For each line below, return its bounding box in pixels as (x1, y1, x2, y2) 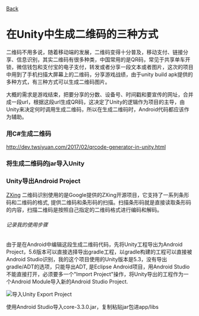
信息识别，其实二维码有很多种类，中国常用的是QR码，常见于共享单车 (16, 56, 185, 63)
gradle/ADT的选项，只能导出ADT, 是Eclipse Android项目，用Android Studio (6, 263, 190, 270)
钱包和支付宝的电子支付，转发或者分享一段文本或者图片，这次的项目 (26, 63, 194, 70)
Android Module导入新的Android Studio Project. (11, 278, 128, 285)
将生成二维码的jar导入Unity (6, 159, 85, 168)
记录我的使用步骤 (6, 221, 48, 229)
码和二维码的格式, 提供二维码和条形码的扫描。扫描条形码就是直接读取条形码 (6, 199, 191, 206)
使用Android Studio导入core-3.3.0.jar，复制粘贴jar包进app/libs (6, 303, 159, 310)
